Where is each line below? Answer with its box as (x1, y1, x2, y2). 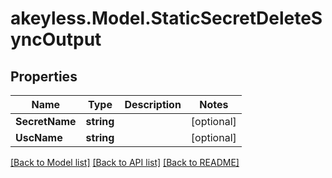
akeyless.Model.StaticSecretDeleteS (10, 7, 323, 30)
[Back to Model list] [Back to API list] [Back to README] (10, 157, 240, 168)
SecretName (15, 115, 77, 128)
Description (124, 98, 182, 111)
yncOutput (10, 28, 102, 51)
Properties (10, 68, 78, 85)
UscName (15, 131, 63, 144)
